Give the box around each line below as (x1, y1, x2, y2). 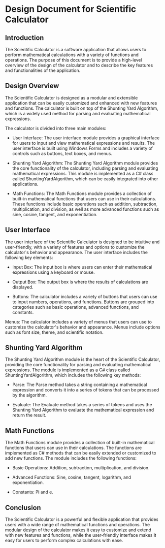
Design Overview (5, 82, 59, 90)
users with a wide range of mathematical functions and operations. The (5, 522, 150, 528)
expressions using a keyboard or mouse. (12, 269, 95, 275)
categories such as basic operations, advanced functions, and (12, 304, 139, 310)
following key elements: (5, 255, 53, 260)
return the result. (12, 412, 47, 418)
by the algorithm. (12, 392, 47, 398)
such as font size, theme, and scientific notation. (5, 329, 104, 335)
